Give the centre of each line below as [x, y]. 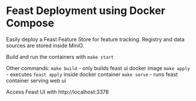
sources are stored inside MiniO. [45, 46]
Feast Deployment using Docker [86, 11]
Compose [30, 23]
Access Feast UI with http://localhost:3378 [58, 92]
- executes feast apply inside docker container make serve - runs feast [92, 74]
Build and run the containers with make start [60, 57]
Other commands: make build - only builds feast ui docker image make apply [98, 68]
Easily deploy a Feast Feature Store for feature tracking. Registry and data [95, 39]
